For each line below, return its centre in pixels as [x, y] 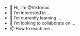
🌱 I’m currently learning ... [35, 18]
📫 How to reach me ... [32, 28]
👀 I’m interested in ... [30, 13]
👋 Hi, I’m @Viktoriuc [30, 8]
